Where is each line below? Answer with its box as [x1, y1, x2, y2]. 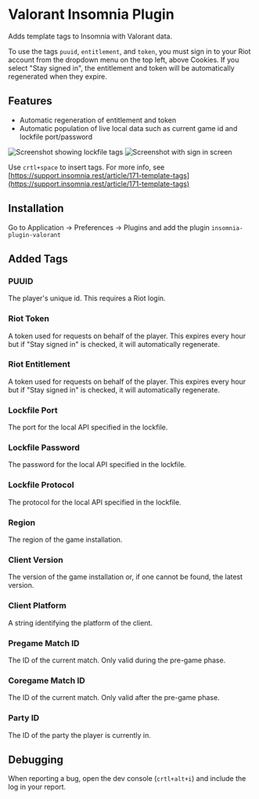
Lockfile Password [8, 442, 81, 453]
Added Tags [8, 252, 69, 265]
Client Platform [8, 600, 67, 611]
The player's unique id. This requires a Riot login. [8, 294, 166, 303]
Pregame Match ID [8, 637, 80, 648]
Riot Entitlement [8, 359, 70, 370]
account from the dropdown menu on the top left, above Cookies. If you [8, 55, 239, 64]
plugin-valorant [8, 231, 61, 239]
